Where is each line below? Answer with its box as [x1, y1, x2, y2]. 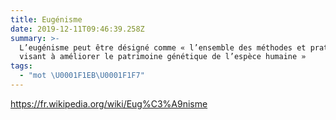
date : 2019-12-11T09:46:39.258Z [10, 24, 145, 34]
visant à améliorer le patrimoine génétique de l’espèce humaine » [19, 52, 307, 62]
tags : [10, 61, 33, 71]
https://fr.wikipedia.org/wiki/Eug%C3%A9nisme [10, 97, 208, 110]
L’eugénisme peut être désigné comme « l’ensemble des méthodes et [19, 42, 307, 53]
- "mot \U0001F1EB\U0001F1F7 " [19, 71, 145, 81]
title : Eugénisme [10, 14, 83, 25]
